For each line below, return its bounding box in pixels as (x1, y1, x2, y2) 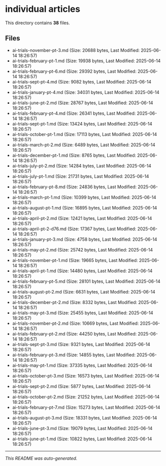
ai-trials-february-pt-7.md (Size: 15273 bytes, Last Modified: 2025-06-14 (12, 404, 161, 410)
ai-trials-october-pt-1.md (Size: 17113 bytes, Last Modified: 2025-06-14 (12, 131, 157, 137)
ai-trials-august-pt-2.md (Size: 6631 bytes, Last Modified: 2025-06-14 (12, 289, 156, 295)
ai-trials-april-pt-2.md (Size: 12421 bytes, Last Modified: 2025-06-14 (12, 215, 152, 221)
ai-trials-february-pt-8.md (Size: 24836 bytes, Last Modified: (12, 184, 137, 190)
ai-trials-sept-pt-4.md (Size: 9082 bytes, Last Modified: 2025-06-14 (12, 79, 152, 85)
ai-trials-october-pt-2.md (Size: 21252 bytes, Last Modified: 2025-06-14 (12, 394, 160, 400)
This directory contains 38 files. (5, 20, 70, 26)
